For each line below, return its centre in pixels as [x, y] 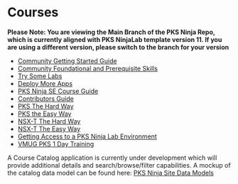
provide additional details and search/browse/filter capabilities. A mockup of [119, 165]
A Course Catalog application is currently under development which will [112, 158]
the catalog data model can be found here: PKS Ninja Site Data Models [111, 173]
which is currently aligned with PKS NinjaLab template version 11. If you [115, 39]
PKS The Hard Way [45, 106]
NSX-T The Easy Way [49, 129]
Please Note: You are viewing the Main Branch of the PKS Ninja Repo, [111, 32]
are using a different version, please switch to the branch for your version [118, 47]
